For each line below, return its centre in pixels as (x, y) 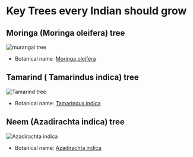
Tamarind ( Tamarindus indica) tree (73, 78)
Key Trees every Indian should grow (96, 11)
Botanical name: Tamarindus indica (58, 103)
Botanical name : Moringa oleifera (55, 59)
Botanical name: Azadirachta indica (58, 147)
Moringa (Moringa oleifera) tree (66, 33)
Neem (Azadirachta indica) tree (65, 122)
